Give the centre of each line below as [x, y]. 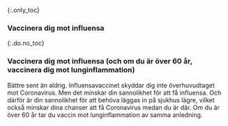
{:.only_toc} [23, 10]
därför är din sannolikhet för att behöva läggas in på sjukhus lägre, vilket [111, 100]
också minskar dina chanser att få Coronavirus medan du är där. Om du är [113, 107]
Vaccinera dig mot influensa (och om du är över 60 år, [100, 61]
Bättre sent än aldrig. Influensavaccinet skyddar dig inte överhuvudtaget [111, 85]
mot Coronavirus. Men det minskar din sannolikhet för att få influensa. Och [114, 93]
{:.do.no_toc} [26, 43]
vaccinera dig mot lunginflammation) [71, 70]
